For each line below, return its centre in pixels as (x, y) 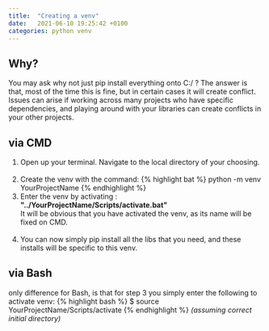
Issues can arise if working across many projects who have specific (121, 100)
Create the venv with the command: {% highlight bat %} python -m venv (140, 179)
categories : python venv (50, 31)
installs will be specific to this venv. (79, 248)
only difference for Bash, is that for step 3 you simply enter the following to (133, 292)
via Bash (30, 273)
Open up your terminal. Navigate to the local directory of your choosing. (140, 162)
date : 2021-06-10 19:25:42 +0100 (68, 23)
